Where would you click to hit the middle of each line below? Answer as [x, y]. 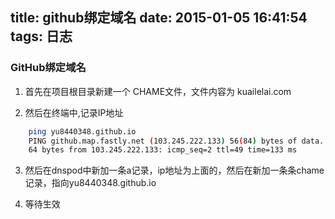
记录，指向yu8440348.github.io [90, 183]
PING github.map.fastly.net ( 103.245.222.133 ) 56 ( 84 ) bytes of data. [176, 141]
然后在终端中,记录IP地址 [74, 112]
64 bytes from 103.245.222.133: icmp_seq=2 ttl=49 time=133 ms [163, 150]
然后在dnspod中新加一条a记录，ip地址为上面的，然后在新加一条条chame [174, 170]
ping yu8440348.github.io [82, 131]
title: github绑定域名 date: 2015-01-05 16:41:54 [159, 18]
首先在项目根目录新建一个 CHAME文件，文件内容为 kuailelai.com [158, 91]
